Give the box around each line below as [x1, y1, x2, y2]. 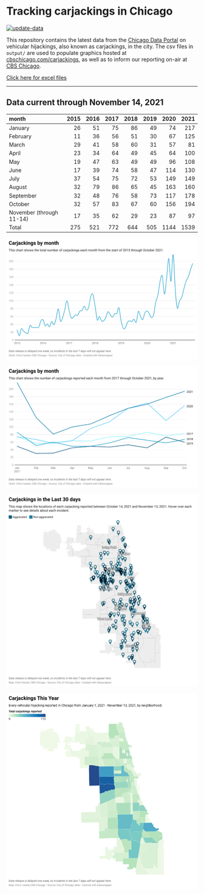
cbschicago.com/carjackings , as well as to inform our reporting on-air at [6, 55, 188, 63]
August [8, 183, 27, 191]
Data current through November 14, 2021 [6, 98, 164, 108]
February [8, 132, 32, 140]
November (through [8, 209, 59, 216]
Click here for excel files [6, 74, 67, 81]
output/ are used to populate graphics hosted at [6, 49, 127, 56]
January [8, 124, 30, 132]
